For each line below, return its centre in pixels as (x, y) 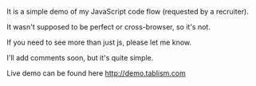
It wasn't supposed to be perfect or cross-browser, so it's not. (109, 27)
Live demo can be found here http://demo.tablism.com (96, 73)
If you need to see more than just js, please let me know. (99, 42)
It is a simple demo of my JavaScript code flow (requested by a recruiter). (128, 12)
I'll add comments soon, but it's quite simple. (80, 58)
